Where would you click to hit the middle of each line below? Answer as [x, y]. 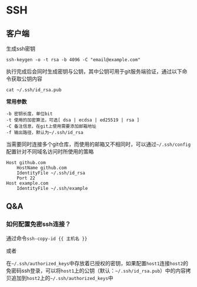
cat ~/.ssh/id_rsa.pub [34, 90]
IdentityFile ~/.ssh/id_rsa [51, 173]
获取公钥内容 [26, 79]
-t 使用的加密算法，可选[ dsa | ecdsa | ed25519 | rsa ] [73, 120]
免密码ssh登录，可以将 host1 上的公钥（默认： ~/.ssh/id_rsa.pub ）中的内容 [96, 271]
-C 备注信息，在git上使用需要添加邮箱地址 [51, 126]
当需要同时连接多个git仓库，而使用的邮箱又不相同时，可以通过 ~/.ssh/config [98, 144]
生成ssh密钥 [21, 49]
